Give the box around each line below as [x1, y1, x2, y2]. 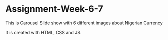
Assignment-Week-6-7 [5, 3, 104, 15]
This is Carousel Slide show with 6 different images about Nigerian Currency [5, 20, 163, 26]
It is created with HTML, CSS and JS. [5, 29, 82, 35]
